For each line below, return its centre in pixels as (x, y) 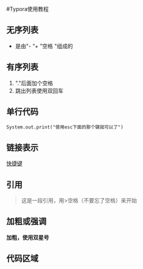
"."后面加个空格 (34, 83)
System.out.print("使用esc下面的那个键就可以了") (65, 127)
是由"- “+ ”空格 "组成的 (44, 46)
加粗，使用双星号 (28, 237)
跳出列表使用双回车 (39, 90)
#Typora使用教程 (27, 9)
